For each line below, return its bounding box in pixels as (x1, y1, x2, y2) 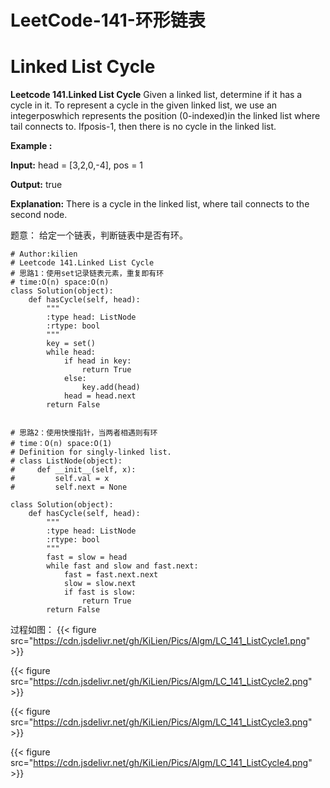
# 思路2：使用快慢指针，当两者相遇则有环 (10, 428, 158, 438)
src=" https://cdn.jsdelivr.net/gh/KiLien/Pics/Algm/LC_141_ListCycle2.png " (10, 676, 313, 688)
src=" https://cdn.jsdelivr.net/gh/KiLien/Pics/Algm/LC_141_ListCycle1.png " (10, 635, 311, 647)
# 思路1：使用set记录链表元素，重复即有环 (10, 269, 165, 279)
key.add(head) (81, 382, 141, 393)
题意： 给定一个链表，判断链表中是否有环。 (10, 229, 188, 241)
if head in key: (63, 356, 132, 366)
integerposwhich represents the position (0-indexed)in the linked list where (10, 110, 321, 122)
